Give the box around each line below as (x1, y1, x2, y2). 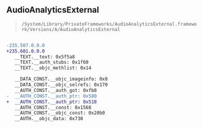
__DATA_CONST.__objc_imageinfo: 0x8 (14, 76, 108, 82)
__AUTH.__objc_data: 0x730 (14, 116, 84, 122)
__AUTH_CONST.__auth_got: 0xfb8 (14, 87, 97, 93)
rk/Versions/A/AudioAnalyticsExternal (21, 26, 120, 32)
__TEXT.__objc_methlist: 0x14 (14, 65, 92, 71)
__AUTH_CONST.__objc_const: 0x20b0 (14, 110, 105, 116)
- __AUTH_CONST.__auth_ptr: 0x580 (6, 93, 97, 99)
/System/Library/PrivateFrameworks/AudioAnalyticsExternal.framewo (21, 21, 197, 27)
